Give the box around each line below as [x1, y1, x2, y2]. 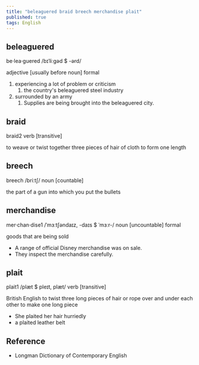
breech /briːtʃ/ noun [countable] [6, 176, 84, 184]
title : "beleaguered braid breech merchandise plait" [6, 8, 143, 15]
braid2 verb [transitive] [6, 132, 62, 139]
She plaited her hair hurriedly [14, 313, 86, 320]
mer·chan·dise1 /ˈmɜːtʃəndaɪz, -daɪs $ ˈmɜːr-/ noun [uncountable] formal [6, 221, 181, 228]
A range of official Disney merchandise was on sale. [14, 244, 143, 251]
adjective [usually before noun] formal [6, 69, 100, 76]
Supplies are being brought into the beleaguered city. [23, 99, 154, 107]
